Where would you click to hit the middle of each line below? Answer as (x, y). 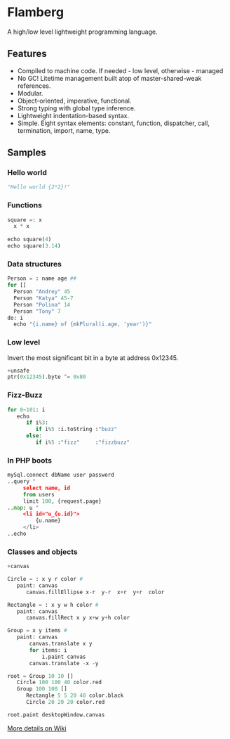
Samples (27, 153)
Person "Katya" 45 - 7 (43, 298)
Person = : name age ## (42, 278)
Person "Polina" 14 (42, 304)
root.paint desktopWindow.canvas (56, 714)
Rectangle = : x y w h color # (53, 605)
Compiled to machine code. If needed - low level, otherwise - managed (120, 70)
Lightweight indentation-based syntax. (73, 115)
